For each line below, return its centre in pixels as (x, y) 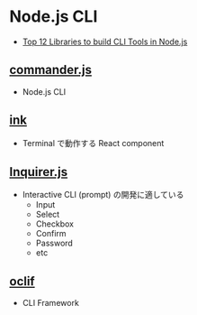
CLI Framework (50, 303)
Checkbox (55, 224)
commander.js (51, 70)
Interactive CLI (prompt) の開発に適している (103, 195)
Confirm (51, 234)
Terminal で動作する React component (93, 143)
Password (54, 243)
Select (48, 215)
